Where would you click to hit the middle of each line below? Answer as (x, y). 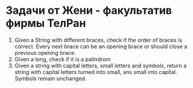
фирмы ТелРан (46, 23)
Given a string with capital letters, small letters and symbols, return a (100, 65)
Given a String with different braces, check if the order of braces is (98, 40)
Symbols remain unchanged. (50, 78)
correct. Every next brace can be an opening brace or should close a (101, 46)
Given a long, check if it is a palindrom (62, 59)
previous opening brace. (45, 52)
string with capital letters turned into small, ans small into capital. (96, 72)
